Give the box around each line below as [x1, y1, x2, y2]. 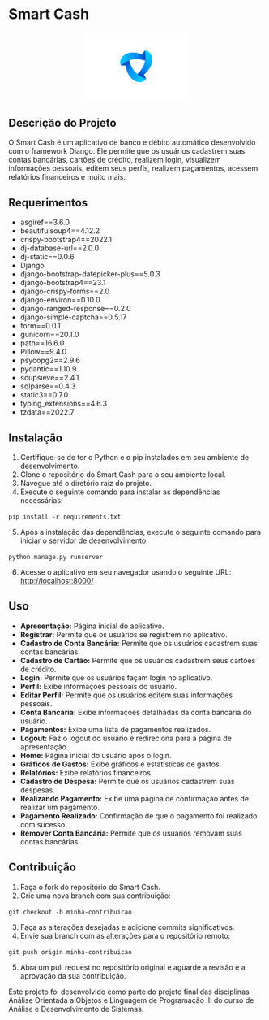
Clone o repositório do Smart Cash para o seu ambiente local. [19, 470, 227, 480]
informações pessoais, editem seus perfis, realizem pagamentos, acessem [8, 163, 258, 173]
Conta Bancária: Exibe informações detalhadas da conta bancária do [19, 707, 252, 717]
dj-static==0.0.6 [19, 252, 75, 262]
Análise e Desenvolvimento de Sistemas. [8, 1004, 144, 1013]
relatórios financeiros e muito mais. [8, 172, 126, 182]
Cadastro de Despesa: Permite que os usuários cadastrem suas [19, 776, 235, 786]
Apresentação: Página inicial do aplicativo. [19, 621, 164, 631]
